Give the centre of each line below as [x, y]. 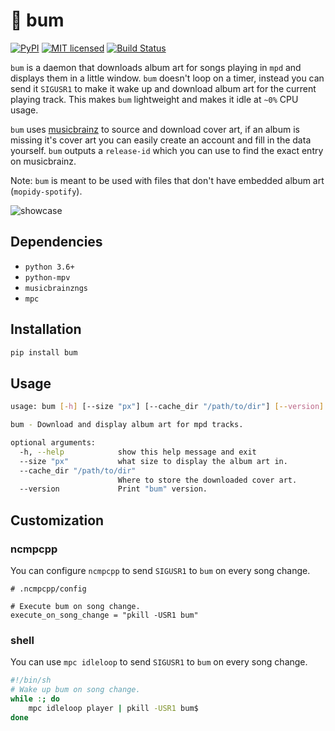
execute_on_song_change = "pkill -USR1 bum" [104, 615]
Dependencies [56, 242]
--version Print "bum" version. [113, 489]
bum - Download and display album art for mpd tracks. [127, 425]
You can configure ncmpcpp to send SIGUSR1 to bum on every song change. [160, 570]
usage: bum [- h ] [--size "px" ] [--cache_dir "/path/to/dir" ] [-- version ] [167, 407]
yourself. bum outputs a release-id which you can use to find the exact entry [167, 150]
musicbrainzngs [56, 288]
